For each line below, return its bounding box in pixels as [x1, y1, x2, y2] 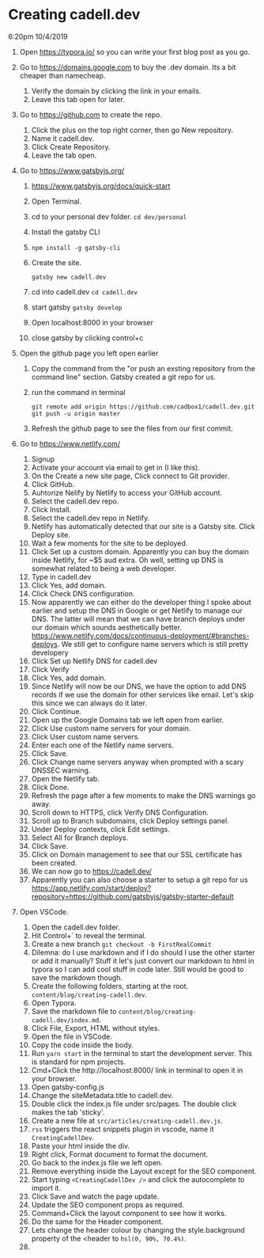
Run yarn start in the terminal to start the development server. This [31, 1048, 253, 1058]
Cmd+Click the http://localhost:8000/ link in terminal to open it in [31, 1065, 243, 1074]
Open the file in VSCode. [31, 1032, 112, 1041]
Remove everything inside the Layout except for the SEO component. [31, 1166, 257, 1176]
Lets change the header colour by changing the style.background [31, 1225, 245, 1234]
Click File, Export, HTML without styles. [31, 1023, 160, 1032]
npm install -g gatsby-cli [31, 244, 121, 252]
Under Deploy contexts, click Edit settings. [31, 824, 170, 834]
